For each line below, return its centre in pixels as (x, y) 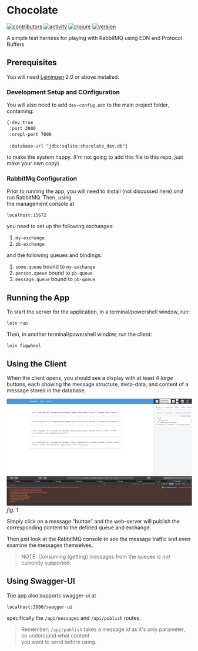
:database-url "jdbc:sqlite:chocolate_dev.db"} (68, 146)
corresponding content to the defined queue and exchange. (79, 528)
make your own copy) (33, 163)
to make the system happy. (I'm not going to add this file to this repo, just (95, 157)
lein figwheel (24, 346)
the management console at (41, 204)
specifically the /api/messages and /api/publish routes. (74, 617)
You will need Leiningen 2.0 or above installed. (63, 76)
